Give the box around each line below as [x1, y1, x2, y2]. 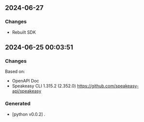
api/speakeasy [12, 88, 42, 94]
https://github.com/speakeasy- [77, 83, 139, 89]
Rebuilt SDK [12, 29, 36, 35]
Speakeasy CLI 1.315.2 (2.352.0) [12, 83, 76, 89]
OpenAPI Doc [12, 78, 40, 84]
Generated [5, 100, 30, 107]
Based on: [5, 68, 25, 74]
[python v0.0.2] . [12, 111, 45, 117]
